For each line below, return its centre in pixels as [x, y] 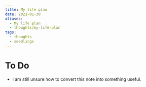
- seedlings [22, 42]
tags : [11, 32]
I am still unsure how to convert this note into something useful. [77, 79]
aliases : [14, 19]
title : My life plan [26, 10]
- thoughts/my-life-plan [35, 28]
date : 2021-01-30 [23, 14]
